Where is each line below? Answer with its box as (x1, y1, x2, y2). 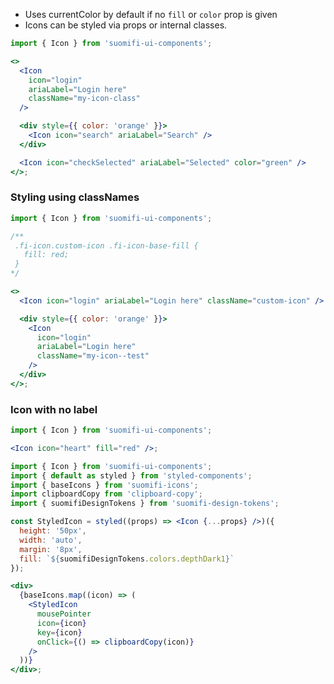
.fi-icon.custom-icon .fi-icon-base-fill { (14, 240, 199, 251)
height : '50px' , (19, 526, 87, 536)
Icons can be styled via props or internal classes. (24, 19, 228, 31)
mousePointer (36, 609, 92, 619)
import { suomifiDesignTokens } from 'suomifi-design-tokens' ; (10, 499, 280, 509)
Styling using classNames (10, 190, 140, 204)
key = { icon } (36, 627, 83, 638)
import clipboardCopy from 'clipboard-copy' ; (10, 489, 203, 499)
